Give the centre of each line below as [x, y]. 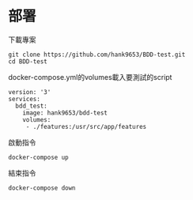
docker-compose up [38, 157]
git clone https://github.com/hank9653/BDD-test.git [97, 55]
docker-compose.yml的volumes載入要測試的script [90, 77]
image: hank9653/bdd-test [65, 113]
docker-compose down [42, 188]
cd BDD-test [28, 61]
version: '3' [30, 92]
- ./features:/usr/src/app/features [86, 126]
